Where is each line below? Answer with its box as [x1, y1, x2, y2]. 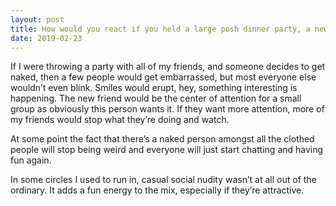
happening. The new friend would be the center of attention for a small [10, 92, 302, 105]
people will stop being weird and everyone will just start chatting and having [10, 144, 324, 156]
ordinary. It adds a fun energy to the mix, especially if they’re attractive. [10, 184, 305, 196]
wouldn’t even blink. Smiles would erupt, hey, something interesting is [10, 82, 298, 94]
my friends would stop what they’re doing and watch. [10, 114, 230, 126]
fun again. [10, 154, 52, 166]
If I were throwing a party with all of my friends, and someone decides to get [10, 61, 326, 73]
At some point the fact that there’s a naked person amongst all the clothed [10, 133, 315, 145]
